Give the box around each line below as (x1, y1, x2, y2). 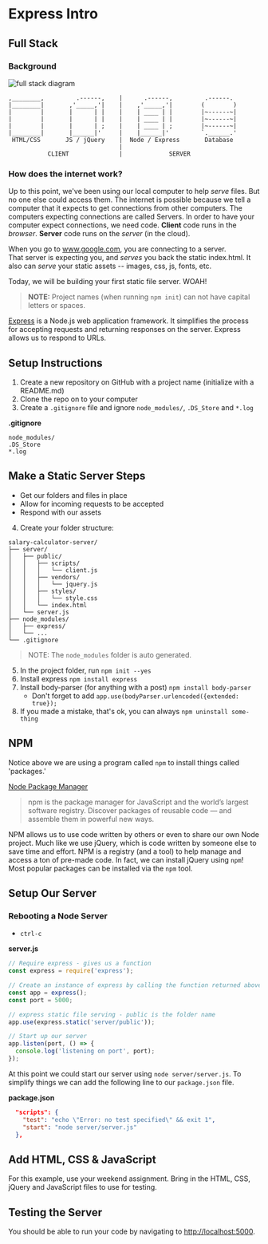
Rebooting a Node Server (8, 910, 108, 922)
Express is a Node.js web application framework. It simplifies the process (8, 316, 249, 326)
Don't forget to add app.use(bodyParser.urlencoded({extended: (31, 691, 239, 701)
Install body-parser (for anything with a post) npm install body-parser (19, 682, 252, 692)
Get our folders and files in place (19, 490, 128, 500)
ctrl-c (19, 930, 42, 938)
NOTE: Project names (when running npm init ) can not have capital (27, 292, 250, 302)
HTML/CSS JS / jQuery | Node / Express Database (11, 136, 234, 144)
